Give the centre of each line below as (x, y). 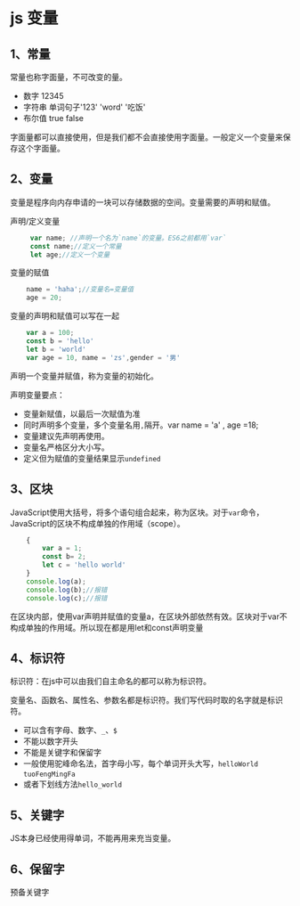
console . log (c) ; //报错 (67, 598)
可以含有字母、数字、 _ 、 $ (70, 731)
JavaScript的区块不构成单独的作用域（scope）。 (97, 523)
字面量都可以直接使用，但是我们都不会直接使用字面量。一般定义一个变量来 (146, 137)
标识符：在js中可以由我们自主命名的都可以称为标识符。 (111, 682)
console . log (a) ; (57, 581)
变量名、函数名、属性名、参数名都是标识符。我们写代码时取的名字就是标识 (146, 700)
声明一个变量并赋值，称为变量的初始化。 (84, 376)
